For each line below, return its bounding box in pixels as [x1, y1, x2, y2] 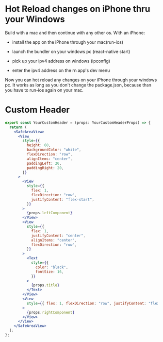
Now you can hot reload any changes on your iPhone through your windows [5, 77, 157, 83]
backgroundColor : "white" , [26, 147, 81, 153]
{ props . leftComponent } [26, 210, 73, 216]
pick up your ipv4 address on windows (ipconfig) [12, 58, 111, 64]
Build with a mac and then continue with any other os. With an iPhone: [5, 30, 145, 35]
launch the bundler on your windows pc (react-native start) [12, 49, 130, 54]
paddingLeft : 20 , [26, 161, 62, 166]
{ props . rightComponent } [26, 310, 75, 315]
